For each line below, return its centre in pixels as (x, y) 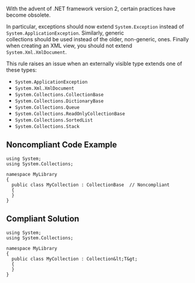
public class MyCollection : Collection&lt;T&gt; (74, 259)
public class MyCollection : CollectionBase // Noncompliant (91, 185)
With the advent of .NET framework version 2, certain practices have (91, 9)
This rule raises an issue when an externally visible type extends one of (94, 63)
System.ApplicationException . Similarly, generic (65, 33)
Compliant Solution (43, 219)
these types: (22, 70)
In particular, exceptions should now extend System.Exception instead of (95, 27)
